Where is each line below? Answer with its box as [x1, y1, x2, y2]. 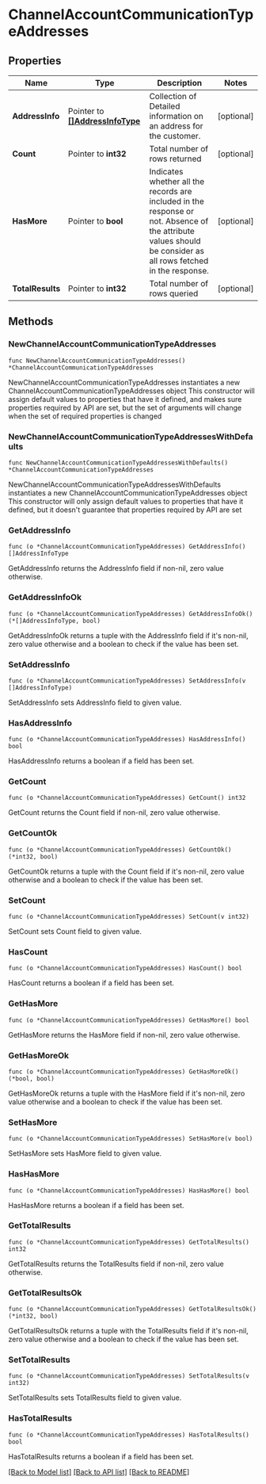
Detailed [149, 101, 180, 112]
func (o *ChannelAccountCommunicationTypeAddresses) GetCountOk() [8, 846, 232, 854]
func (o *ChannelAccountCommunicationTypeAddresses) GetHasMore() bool [8, 1016, 249, 1024]
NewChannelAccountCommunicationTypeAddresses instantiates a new [8, 377, 240, 387]
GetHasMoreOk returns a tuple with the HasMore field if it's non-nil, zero [8, 1088, 245, 1098]
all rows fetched [149, 255, 209, 266]
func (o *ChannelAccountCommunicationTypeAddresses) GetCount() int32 [8, 794, 246, 802]
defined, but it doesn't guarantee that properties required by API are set [8, 505, 242, 514]
